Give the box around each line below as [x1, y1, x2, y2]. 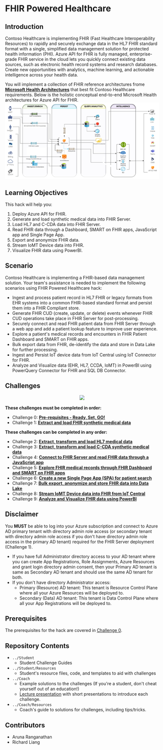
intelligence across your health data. [5, 72, 78, 77]
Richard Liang [12, 739, 40, 745]
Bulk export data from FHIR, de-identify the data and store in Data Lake [12, 341, 155, 347]
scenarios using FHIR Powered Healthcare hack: [5, 285, 102, 291]
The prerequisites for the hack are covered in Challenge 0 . [5, 627, 122, 633]
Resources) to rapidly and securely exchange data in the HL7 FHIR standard [5, 41, 158, 47]
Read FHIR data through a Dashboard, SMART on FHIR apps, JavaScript [12, 226, 157, 233]
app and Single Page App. [12, 232, 65, 238]
